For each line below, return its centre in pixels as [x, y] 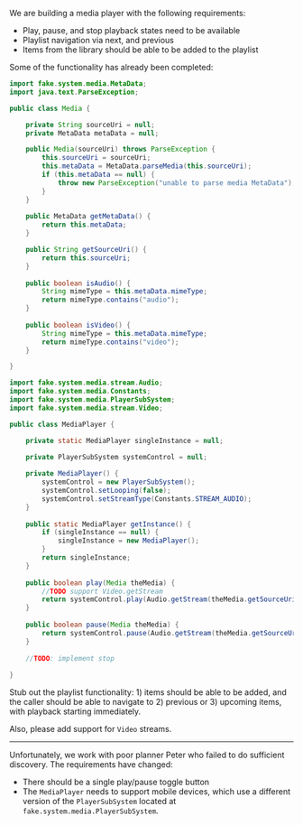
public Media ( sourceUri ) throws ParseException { [121, 149]
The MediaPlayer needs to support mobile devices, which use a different [156, 792]
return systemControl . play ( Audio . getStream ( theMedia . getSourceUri [169, 599]
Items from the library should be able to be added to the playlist [140, 50]
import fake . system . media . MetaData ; [78, 84]
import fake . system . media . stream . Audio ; [87, 383]
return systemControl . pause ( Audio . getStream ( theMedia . [147, 633]
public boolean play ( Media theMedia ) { [101, 583]
